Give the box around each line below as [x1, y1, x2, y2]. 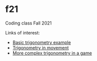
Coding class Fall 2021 [5, 20, 52, 26]
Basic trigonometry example [12, 39, 71, 45]
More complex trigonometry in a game [12, 50, 92, 56]
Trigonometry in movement [12, 44, 69, 50]
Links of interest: [5, 29, 40, 35]
